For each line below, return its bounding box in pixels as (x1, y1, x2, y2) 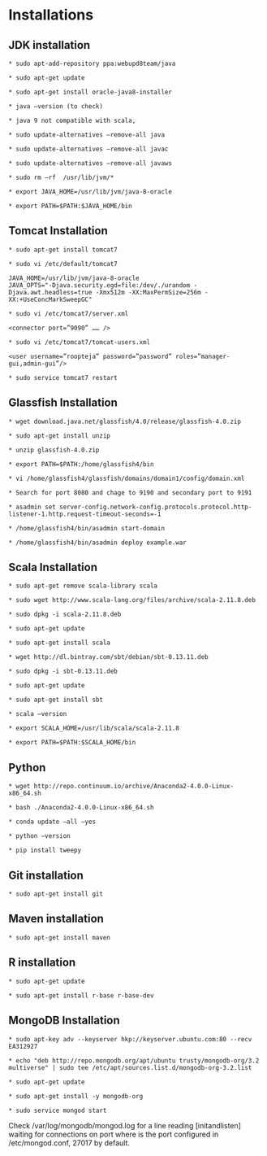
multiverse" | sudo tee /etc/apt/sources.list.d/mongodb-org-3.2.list (8, 1063, 252, 1071)
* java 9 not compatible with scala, (8, 116, 136, 124)
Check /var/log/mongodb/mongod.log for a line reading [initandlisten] (8, 1120, 242, 1130)
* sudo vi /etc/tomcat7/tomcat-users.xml (8, 338, 151, 347)
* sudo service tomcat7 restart (8, 373, 118, 382)
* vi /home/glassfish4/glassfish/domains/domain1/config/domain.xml (8, 474, 245, 482)
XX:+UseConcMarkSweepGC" (8, 295, 93, 303)
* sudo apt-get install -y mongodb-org (8, 1092, 144, 1100)
